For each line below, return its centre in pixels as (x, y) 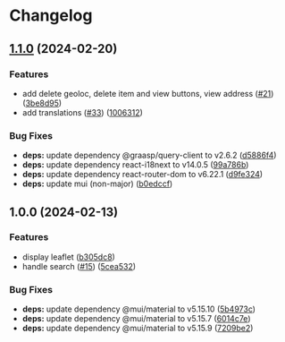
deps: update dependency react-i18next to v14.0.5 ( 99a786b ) (135, 165)
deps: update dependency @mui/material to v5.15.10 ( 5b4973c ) (139, 309)
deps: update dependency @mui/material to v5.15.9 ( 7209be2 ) (138, 329)
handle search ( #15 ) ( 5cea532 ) (79, 266)
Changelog (51, 16)
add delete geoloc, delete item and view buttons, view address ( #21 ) (148, 93)
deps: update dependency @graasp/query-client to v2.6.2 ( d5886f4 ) (149, 155)
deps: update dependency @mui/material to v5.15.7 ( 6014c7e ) (136, 319)
